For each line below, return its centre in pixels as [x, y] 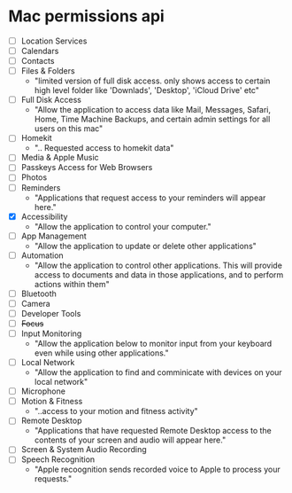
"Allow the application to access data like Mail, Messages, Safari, [153, 110]
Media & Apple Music [60, 158]
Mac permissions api [86, 16]
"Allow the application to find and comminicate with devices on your [158, 372]
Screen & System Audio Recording [84, 450]
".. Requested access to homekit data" [104, 148]
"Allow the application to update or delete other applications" [146, 246]
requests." [53, 479]
